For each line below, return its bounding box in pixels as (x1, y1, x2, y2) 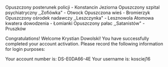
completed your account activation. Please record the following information (5, 41, 163, 47)
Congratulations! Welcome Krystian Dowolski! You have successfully (5, 35, 149, 41)
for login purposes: (5, 46, 45, 52)
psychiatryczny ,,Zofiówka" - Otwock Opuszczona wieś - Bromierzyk (5, 10, 150, 16)
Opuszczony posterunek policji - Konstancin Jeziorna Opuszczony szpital (5, 5, 160, 10)
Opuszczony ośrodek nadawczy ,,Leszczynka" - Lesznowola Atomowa (5, 15, 154, 21)
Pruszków (5, 26, 26, 32)
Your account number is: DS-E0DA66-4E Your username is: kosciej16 (5, 56, 151, 62)
